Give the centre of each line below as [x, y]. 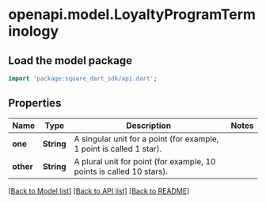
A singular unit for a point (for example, [146, 138]
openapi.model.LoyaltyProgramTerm [132, 15]
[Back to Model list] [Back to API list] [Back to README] [99, 190]
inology [34, 31]
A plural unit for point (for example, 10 [145, 161]
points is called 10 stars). [121, 171]
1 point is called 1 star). [118, 148]
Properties [35, 103]
